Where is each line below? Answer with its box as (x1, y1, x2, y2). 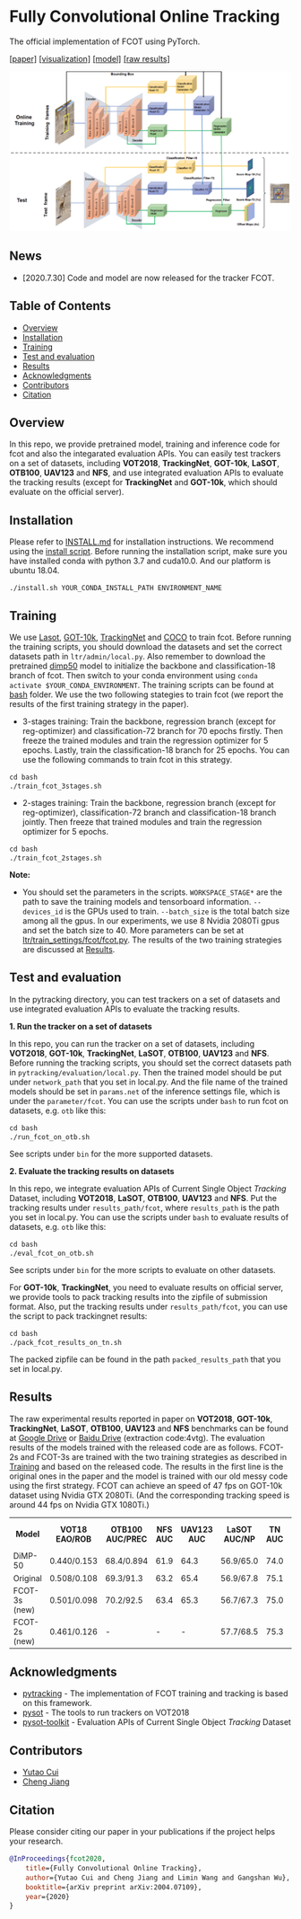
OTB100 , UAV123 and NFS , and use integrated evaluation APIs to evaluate (9, 467, 284, 478)
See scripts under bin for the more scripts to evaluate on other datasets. (9, 1264, 276, 1275)
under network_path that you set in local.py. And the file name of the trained (9, 1076, 288, 1087)
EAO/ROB (55, 1534, 92, 1544)
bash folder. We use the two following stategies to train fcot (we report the (9, 689, 284, 700)
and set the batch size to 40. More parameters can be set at (21, 924, 245, 935)
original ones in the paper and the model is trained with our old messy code (9, 1471, 288, 1481)
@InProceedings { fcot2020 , (9, 1854, 106, 1863)
